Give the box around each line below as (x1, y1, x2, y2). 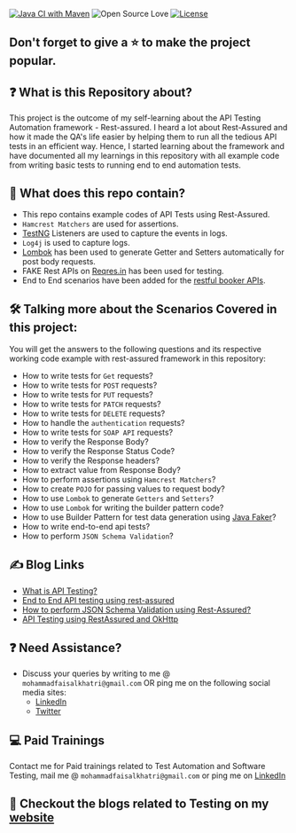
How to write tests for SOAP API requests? (21, 427, 174, 437)
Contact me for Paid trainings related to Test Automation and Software (9, 761, 266, 772)
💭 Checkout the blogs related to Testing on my (9, 796, 269, 811)
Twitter (35, 706, 62, 717)
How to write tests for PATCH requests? (21, 398, 161, 409)
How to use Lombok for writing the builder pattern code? (21, 502, 224, 513)
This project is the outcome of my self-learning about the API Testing (9, 113, 261, 123)
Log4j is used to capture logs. (21, 238, 130, 248)
